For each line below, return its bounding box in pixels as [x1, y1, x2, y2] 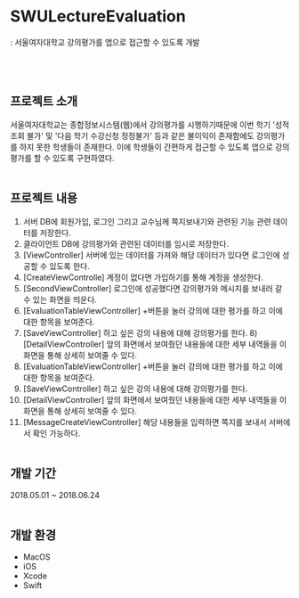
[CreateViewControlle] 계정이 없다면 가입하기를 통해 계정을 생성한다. [22, 272, 263, 283]
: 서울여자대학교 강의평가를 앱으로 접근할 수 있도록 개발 [10, 37, 200, 47]
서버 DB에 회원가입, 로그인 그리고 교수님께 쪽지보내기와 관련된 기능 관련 [22, 216, 271, 226]
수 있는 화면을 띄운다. [22, 294, 97, 305]
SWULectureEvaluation [10, 6, 186, 27]
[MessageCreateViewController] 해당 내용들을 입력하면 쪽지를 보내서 [22, 416, 267, 427]
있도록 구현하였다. [53, 152, 115, 163]
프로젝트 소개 [10, 94, 78, 109]
